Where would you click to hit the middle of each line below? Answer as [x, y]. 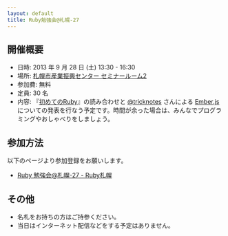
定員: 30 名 [33, 93]
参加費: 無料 [34, 85]
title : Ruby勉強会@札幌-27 [43, 20]
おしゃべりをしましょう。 [77, 119]
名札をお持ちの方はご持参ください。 [69, 217]
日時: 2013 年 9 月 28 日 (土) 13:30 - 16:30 [76, 67]
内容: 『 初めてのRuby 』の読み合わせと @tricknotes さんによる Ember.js [118, 102]
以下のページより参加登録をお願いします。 [67, 161]
